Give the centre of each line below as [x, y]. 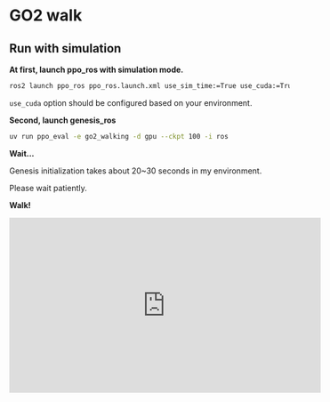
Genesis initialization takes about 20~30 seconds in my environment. [136, 171]
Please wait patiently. [48, 188]
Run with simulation [65, 48]
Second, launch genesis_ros [63, 120]
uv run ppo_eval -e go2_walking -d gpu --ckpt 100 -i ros [119, 136]
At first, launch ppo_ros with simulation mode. [97, 69]
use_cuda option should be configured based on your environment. [131, 102]
